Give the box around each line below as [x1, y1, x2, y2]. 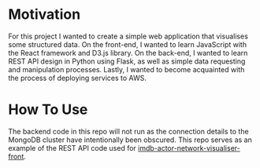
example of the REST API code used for [8, 143, 136, 152]
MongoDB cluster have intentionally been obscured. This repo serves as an [8, 135, 252, 144]
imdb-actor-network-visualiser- [137, 143, 240, 152]
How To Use [8, 100, 88, 119]
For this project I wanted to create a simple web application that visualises [8, 31, 248, 41]
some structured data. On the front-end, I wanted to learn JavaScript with [8, 39, 247, 49]
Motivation [8, 5, 81, 24]
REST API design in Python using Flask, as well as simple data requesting [8, 57, 246, 66]
